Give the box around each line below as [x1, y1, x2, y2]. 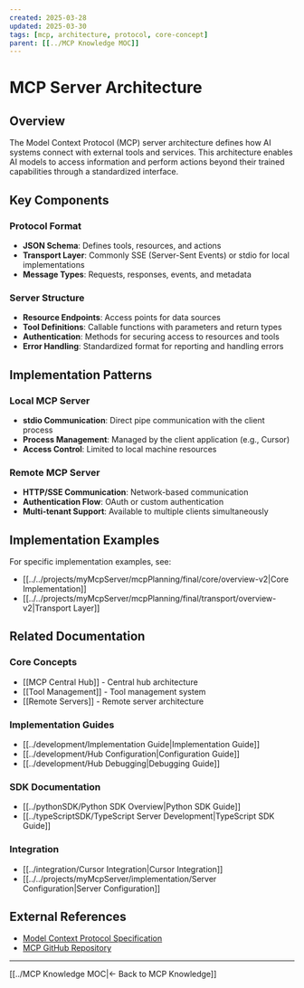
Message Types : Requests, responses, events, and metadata [22, 269, 252, 280]
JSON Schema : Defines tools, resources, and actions [22, 240, 222, 251]
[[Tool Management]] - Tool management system [22, 686, 206, 697]
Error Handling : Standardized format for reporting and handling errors [22, 341, 284, 352]
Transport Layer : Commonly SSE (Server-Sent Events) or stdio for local [22, 250, 290, 261]
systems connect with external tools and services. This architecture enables [9, 147, 293, 158]
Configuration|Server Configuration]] [22, 883, 161, 894]
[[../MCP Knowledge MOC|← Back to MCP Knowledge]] [9, 969, 217, 980]
